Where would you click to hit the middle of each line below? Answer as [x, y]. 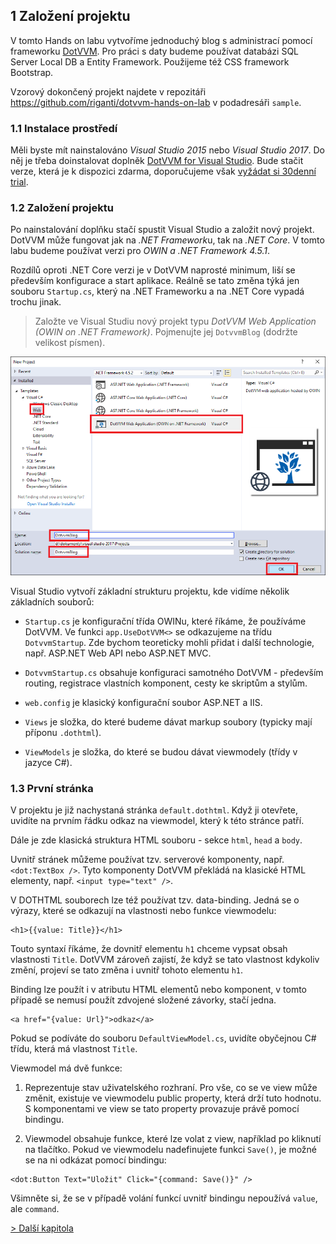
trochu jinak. [36, 302]
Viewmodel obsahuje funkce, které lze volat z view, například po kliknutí [173, 1139]
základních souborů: [52, 602]
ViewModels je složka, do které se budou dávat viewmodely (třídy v [161, 752]
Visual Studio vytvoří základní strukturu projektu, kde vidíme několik [150, 591]
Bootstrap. [32, 72]
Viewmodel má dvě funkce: [66, 1068]
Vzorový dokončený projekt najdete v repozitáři [108, 91]
